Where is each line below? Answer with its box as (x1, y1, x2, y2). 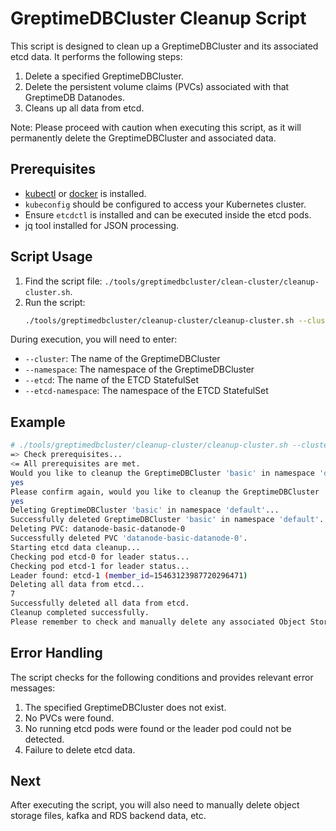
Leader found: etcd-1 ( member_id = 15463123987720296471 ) (10, 570, 248, 581)
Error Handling (10, 645, 103, 662)
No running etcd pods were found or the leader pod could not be (24, 722, 292, 734)
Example (10, 413, 66, 431)
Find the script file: (24, 275, 103, 287)
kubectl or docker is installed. (24, 187, 147, 199)
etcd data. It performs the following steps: (10, 50, 183, 62)
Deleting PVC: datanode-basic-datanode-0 (10, 524, 186, 534)
